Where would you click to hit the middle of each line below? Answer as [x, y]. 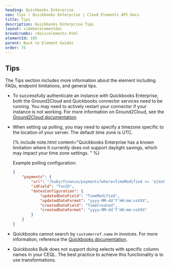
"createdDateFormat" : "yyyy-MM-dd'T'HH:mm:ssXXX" [93, 210]
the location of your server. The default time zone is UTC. [73, 132]
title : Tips [18, 19]
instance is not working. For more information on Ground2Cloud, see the [88, 112]
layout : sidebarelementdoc [34, 29]
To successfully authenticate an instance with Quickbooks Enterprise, [86, 96]
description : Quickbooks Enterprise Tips [50, 24]
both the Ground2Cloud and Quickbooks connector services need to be [88, 101]
